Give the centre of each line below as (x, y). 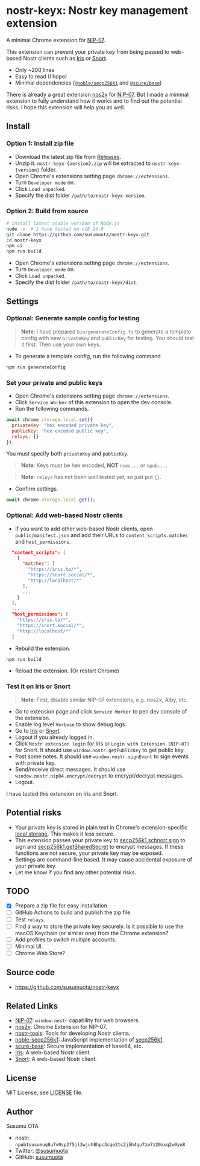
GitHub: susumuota (39, 1157)
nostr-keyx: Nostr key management (97, 11)
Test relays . (30, 920)
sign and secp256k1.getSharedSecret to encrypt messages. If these (99, 846)
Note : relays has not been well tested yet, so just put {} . (91, 477)
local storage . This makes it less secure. (65, 834)
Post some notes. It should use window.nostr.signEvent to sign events (102, 756)
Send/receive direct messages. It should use (70, 769)
